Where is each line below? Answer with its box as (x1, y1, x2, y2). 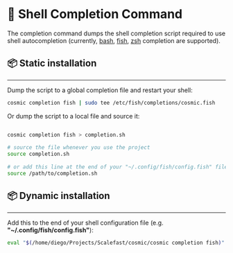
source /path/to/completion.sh (7, 170, 98, 177)
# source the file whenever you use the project (7, 144, 150, 151)
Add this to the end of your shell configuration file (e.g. (7, 218, 164, 227)
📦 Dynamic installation (7, 190, 110, 202)
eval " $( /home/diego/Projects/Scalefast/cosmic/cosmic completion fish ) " (7, 239, 225, 246)
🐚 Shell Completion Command (7, 6, 183, 22)
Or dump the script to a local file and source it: (7, 112, 140, 120)
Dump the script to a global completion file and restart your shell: (7, 86, 193, 94)
